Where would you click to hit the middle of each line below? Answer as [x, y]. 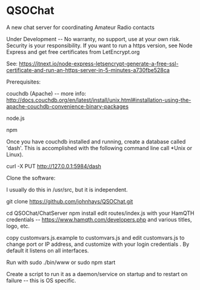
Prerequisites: [24, 82]
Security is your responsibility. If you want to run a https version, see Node [99, 45]
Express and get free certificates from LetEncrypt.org [73, 51]
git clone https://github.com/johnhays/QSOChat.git [70, 201]
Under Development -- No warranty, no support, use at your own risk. [93, 39]
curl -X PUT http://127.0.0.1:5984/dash [54, 166]
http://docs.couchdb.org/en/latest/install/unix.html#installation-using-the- [99, 100]
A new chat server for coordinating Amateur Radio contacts [80, 27]
